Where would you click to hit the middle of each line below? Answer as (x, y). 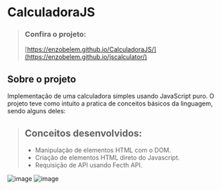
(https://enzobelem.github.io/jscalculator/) (86, 57)
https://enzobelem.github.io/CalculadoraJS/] (92, 49)
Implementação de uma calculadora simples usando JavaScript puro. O (111, 96)
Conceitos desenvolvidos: (83, 133)
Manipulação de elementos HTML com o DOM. (103, 150)
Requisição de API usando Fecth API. (89, 165)
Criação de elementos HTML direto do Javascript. (107, 158)
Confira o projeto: (55, 34)
